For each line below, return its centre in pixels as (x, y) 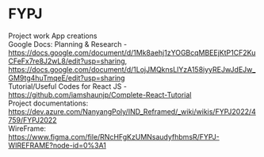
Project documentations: (48, 103)
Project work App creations (53, 36)
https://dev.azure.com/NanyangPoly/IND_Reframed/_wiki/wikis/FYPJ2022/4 (132, 111)
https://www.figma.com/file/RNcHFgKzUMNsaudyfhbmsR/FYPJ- (114, 136)
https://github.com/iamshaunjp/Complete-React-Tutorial (100, 94)
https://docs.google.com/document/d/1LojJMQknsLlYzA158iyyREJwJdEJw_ (132, 69)
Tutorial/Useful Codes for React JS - (67, 86)
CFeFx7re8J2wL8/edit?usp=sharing (67, 61)
